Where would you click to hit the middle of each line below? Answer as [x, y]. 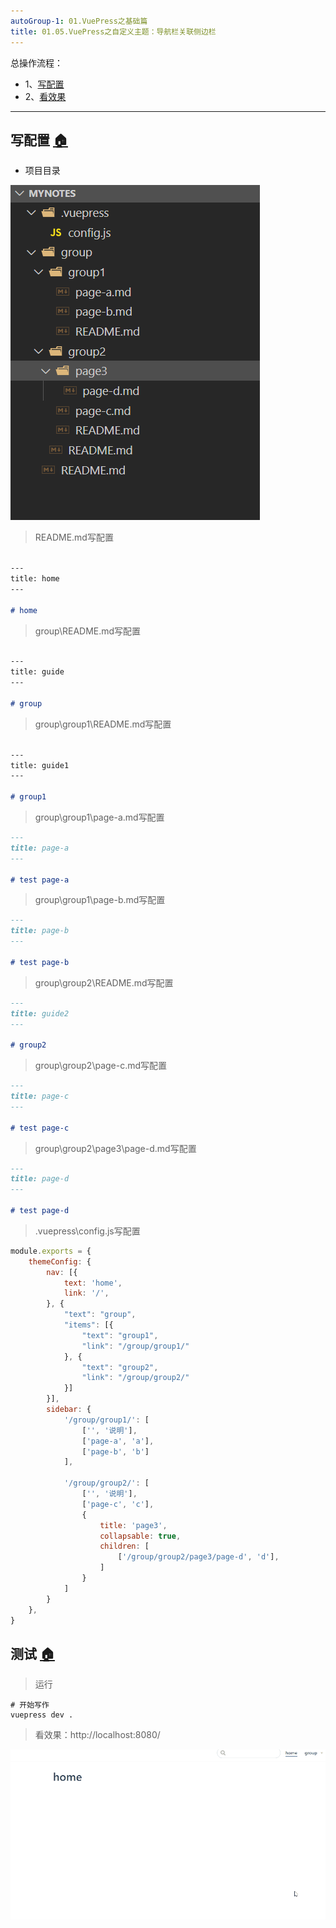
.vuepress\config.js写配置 [87, 1231]
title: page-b [40, 931]
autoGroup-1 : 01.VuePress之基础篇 [79, 21]
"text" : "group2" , [120, 1367]
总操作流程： [36, 62]
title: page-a [40, 848]
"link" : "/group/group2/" [135, 1378]
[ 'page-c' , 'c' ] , [118, 1504]
